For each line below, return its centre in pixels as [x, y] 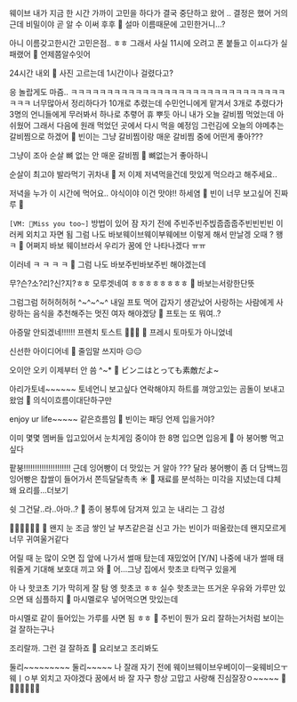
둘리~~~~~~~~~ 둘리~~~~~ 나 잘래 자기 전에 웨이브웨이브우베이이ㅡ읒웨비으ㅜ [149, 667]
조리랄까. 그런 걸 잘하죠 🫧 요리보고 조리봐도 [84, 648]
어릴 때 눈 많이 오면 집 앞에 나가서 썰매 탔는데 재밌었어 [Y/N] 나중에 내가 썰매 [142, 558]
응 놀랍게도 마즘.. [39, 92]
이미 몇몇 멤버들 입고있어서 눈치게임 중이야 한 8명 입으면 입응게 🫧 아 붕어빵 [139, 438]
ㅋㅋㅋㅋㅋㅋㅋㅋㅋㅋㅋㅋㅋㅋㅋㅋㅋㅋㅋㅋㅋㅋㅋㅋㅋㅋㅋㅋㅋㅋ [178, 92]
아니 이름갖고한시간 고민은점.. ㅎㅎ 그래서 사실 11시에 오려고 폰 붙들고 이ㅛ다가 [144, 43]
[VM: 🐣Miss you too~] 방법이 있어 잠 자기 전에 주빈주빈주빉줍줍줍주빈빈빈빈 [141, 223]
